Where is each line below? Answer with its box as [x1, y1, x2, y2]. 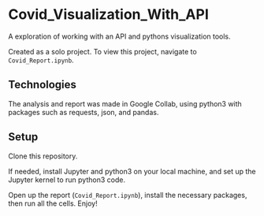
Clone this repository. [8, 151, 78, 161]
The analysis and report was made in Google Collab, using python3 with [8, 99, 242, 108]
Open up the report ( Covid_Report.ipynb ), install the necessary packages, [8, 190, 247, 199]
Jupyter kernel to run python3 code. [8, 175, 126, 184]
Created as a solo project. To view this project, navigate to [8, 47, 197, 56]
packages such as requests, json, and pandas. [8, 107, 159, 117]
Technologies [8, 78, 77, 91]
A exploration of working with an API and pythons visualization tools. [8, 32, 231, 41]
